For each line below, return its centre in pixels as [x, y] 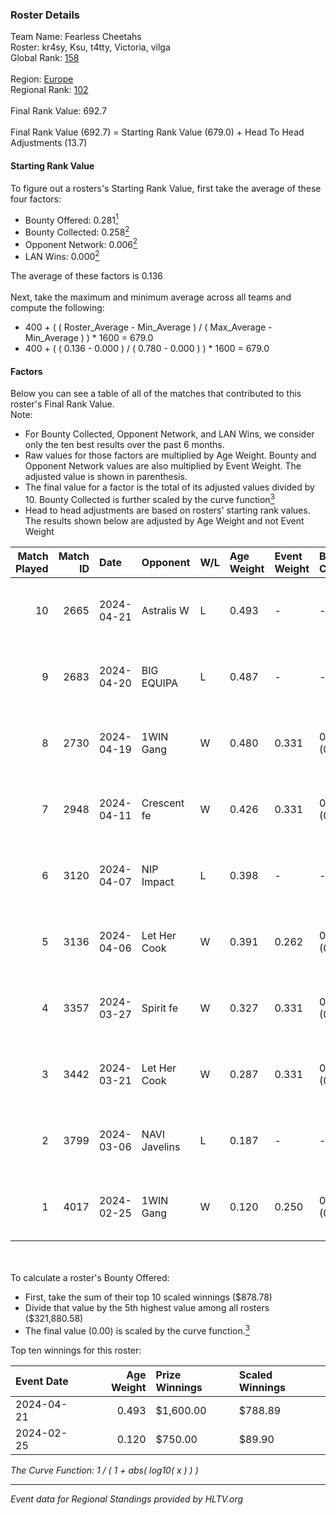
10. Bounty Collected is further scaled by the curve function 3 [149, 498]
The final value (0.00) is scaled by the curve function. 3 [137, 1330]
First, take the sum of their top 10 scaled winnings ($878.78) [148, 1297]
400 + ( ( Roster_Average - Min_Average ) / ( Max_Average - [148, 327]
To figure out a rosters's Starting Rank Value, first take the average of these [166, 188]
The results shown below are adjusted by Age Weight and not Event [164, 520]
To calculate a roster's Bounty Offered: [90, 1277]
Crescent [163, 803]
